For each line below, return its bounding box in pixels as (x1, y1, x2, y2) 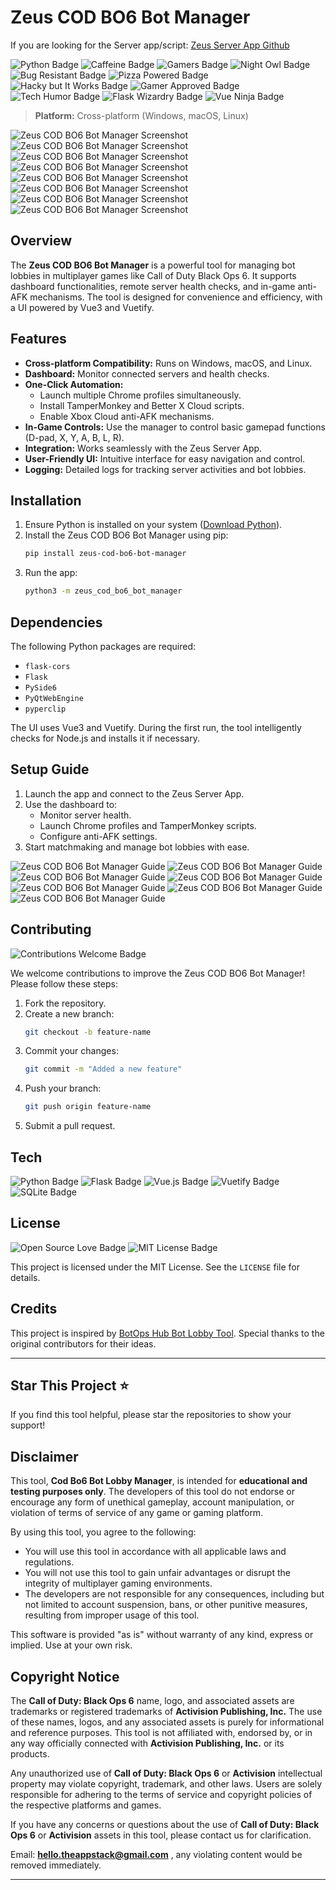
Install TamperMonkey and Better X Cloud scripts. (39, 399, 245, 411)
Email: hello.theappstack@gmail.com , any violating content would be (10, 1849, 303, 1861)
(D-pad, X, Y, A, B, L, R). (24, 431, 125, 443)
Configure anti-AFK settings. (39, 830, 158, 842)
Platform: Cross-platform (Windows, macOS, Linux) (34, 109, 249, 121)
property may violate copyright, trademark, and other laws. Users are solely (10, 1778, 323, 1790)
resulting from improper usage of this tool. (24, 1609, 200, 1621)
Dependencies (10, 614, 103, 631)
